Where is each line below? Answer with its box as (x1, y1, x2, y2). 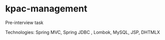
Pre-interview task (5, 19, 44, 25)
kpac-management (5, 3, 87, 14)
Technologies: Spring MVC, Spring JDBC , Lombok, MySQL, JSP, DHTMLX (5, 29, 160, 35)
